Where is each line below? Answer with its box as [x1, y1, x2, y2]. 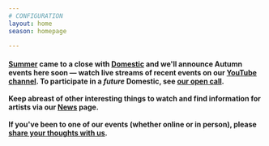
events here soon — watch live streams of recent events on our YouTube [8, 67, 258, 77]
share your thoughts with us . [8, 127, 108, 138]
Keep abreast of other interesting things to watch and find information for [8, 93, 262, 103]
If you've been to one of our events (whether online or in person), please [8, 119, 257, 129]
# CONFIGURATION [8, 11, 63, 20]
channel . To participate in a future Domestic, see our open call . [8, 76, 224, 86]
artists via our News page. [8, 102, 99, 112]
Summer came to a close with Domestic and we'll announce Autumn [8, 58, 243, 69]
